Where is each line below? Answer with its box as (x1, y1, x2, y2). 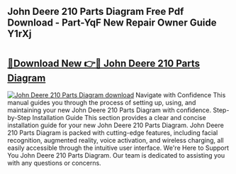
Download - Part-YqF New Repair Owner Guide (7, 17, 217, 29)
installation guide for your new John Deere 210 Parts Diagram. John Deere (7, 121, 225, 129)
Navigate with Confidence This (135, 91, 226, 99)
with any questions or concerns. (7, 159, 101, 167)
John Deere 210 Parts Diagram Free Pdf (7, 6, 184, 18)
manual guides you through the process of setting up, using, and (7, 99, 196, 107)
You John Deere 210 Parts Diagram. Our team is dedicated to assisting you (7, 151, 225, 159)
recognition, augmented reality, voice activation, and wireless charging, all (7, 136, 225, 144)
